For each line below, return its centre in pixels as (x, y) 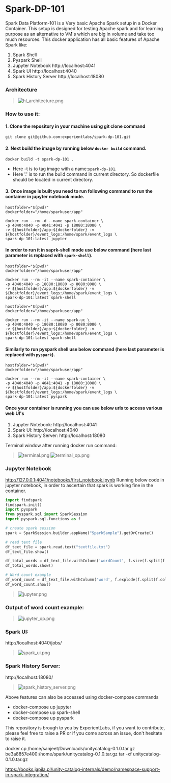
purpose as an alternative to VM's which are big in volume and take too (80, 34)
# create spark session (31, 528)
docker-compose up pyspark (43, 718)
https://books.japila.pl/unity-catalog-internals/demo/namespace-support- (83, 769)
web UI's (15, 413)
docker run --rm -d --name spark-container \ (54, 221)
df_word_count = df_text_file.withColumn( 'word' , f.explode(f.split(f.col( (87, 580)
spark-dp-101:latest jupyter (36, 239)
